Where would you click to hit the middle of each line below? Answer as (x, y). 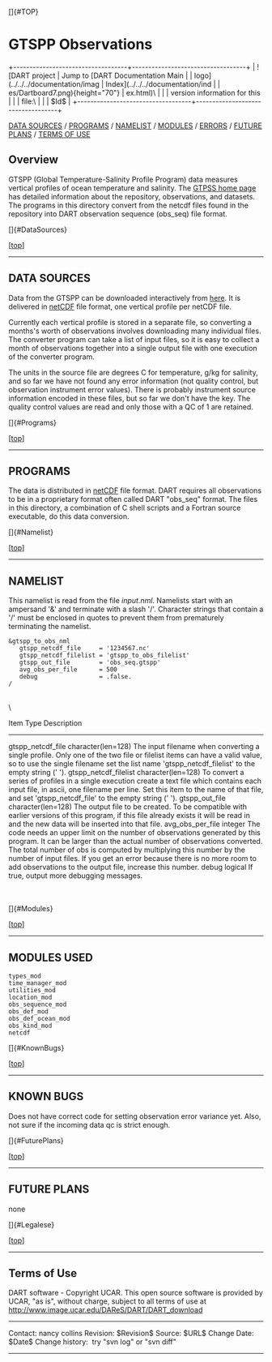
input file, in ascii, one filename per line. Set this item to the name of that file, (136, 790)
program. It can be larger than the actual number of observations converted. (136, 842)
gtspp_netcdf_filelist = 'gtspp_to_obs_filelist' (104, 656)
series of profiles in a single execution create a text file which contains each (135, 781)
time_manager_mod (38, 983)
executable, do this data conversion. (69, 516)
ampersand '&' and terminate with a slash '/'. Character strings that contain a (136, 609)
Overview (34, 160)
